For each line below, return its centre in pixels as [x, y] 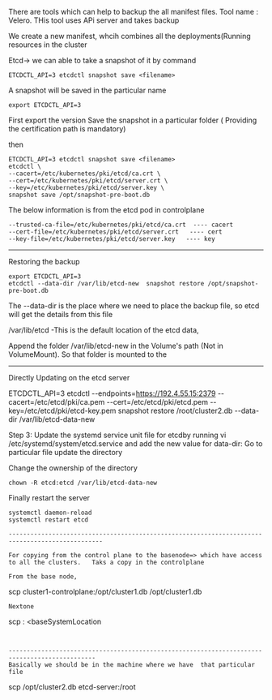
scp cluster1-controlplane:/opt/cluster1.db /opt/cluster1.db [105, 592]
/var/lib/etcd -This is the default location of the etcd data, [104, 330]
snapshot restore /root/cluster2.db [175, 410]
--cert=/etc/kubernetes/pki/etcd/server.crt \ [88, 181]
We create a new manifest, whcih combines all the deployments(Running [130, 36]
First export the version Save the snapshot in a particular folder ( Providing [133, 120]
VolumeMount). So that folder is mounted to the [88, 354]
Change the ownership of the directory [73, 468]
